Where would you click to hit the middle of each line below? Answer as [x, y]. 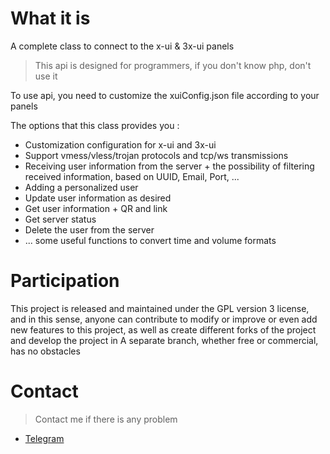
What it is [50, 18]
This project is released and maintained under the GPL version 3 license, [160, 308]
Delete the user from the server [89, 229]
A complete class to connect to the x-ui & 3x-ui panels [122, 46]
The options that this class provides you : [95, 125]
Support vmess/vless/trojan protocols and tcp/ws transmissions [156, 155]
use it [46, 76]
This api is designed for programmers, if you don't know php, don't [173, 65]
